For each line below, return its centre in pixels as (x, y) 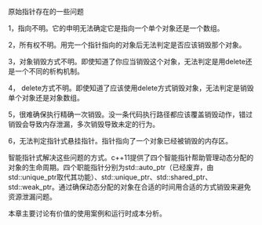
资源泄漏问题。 (32, 197)
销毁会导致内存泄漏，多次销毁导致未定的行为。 (84, 124)
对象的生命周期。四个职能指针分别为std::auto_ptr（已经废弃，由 (111, 167)
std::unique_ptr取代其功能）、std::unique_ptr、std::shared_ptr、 (110, 177)
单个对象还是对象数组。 (46, 98)
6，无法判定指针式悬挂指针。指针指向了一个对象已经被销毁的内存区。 (120, 141)
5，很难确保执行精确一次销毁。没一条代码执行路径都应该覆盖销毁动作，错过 (131, 114)
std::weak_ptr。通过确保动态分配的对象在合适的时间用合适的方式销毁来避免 (129, 187)
